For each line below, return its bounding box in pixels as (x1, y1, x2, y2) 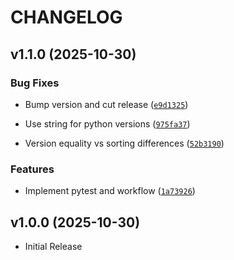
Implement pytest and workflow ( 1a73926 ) (24, 185, 196, 197)
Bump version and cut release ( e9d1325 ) (24, 98, 189, 110)
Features (10, 162, 55, 176)
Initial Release (24, 240, 83, 252)
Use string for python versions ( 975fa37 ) (24, 117, 191, 130)
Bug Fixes (10, 76, 60, 90)
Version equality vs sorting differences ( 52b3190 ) (24, 137, 225, 149)
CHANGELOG (10, 6, 123, 29)
